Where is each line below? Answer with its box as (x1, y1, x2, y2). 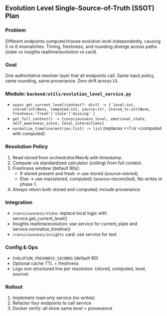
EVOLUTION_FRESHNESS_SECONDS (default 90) (12, 255, 99, 261)
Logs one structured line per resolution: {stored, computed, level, (12, 266, 147, 272)
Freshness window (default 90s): (12, 165, 80, 171)
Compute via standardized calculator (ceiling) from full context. (12, 160, 143, 166)
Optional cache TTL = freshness (12, 261, 79, 267)
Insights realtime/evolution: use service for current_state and (12, 221, 138, 227)
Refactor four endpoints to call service (12, 300, 91, 306)
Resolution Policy (5, 143, 48, 150)
